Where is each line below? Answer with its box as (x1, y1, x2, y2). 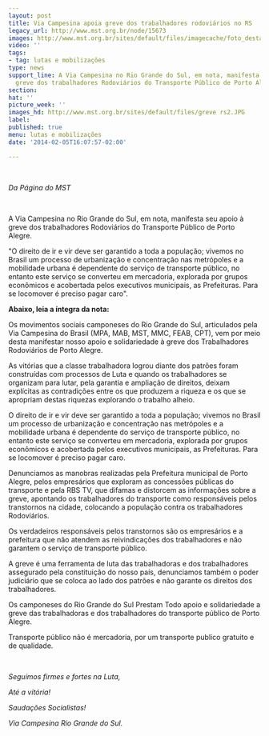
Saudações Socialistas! (8, 702, 86, 712)
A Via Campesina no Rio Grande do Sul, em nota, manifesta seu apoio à (8, 214, 244, 223)
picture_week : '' (8, 101, 66, 109)
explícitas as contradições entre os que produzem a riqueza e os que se (8, 386, 247, 396)
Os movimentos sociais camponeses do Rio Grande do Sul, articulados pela (8, 319, 258, 329)
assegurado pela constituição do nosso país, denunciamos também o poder (8, 567, 259, 577)
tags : (8, 49, 26, 57)
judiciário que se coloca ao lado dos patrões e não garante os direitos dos (8, 575, 253, 585)
